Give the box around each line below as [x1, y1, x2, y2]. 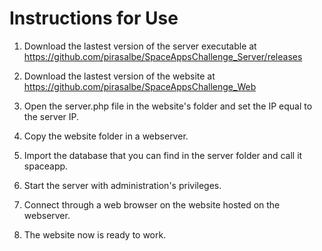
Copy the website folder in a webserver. [23, 130, 189, 142]
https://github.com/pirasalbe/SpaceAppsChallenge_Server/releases [23, 50, 303, 62]
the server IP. [23, 110, 80, 122]
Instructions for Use [9, 7, 179, 30]
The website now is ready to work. [23, 228, 167, 241]
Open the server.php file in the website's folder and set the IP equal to [23, 100, 313, 112]
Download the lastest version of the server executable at [23, 40, 257, 52]
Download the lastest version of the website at [23, 70, 216, 82]
